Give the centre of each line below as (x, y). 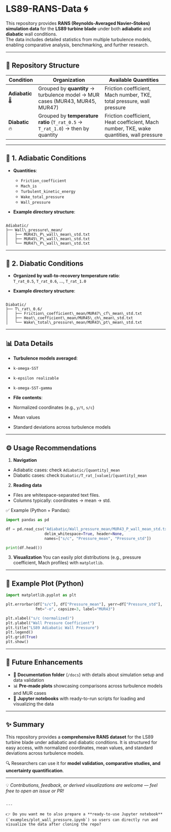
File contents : (28, 398)
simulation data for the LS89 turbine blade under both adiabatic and (78, 28)
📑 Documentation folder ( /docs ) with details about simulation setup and (88, 675)
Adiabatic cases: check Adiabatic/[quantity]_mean (66, 470)
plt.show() (17, 642)
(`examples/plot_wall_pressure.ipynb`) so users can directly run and (82, 820)
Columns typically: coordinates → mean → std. (62, 500)
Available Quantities (134, 80)
